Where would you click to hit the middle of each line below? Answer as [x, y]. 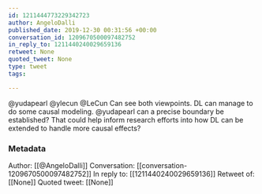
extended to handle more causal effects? [75, 128]
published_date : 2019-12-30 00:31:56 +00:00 [82, 30]
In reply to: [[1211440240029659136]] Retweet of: [174, 174]
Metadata [27, 148]
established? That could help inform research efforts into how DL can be [126, 119]
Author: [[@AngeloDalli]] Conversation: [72, 165]
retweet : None [32, 52]
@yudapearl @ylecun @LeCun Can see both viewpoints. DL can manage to [131, 103]
